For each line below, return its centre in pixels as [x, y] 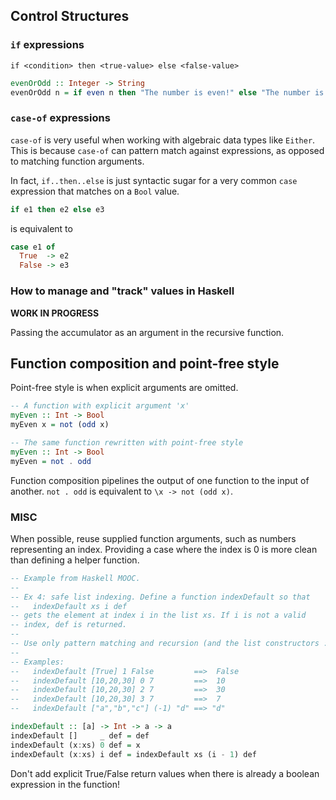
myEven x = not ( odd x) [60, 425]
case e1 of [33, 247]
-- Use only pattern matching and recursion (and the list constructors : [169, 644]
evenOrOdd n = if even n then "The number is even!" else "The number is [167, 92]
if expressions [47, 45]
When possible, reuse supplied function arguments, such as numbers [153, 538]
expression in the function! [65, 784]
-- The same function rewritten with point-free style [127, 442]
